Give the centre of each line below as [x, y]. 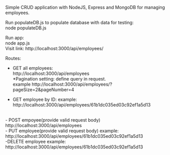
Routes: [13, 58]
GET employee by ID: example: [45, 99]
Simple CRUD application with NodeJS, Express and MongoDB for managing [85, 7]
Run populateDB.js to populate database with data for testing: [70, 23]
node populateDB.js [26, 28]
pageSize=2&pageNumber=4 [43, 90]
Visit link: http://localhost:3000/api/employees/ [54, 48]
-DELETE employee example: [36, 142]
